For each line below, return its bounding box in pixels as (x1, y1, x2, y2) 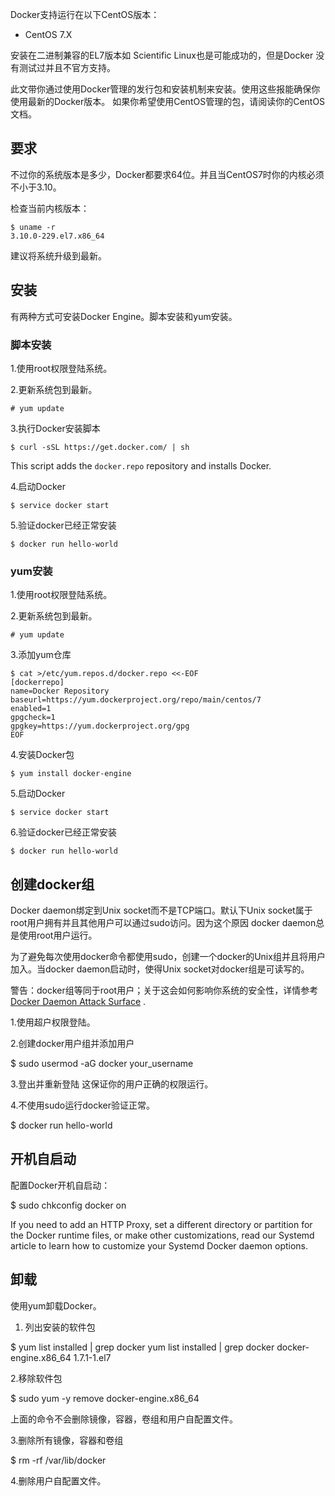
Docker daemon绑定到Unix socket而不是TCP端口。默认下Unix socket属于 (10, 904, 313, 917)
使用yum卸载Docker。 (10, 1299, 102, 1312)
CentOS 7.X (24, 29, 73, 40)
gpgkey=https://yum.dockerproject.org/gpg (10, 721, 190, 732)
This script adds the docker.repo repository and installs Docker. (10, 459, 272, 472)
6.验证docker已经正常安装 (10, 826, 118, 838)
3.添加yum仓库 (10, 649, 72, 661)
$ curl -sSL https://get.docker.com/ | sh (10, 442, 190, 452)
